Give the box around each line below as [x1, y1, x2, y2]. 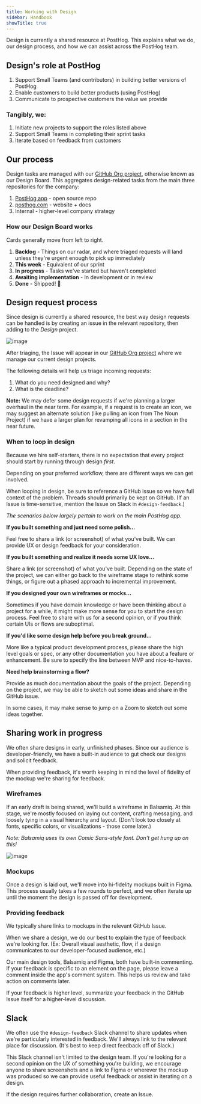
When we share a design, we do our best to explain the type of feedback [6, 934, 186, 942]
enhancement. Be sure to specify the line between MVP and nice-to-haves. [6, 656, 193, 664]
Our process [6, 154, 54, 164]
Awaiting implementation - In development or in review [14, 273, 153, 280]
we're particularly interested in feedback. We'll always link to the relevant [6, 1035, 187, 1043]
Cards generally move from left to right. [6, 236, 104, 244]
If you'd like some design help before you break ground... [6, 632, 152, 639]
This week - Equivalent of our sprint [14, 261, 105, 268]
